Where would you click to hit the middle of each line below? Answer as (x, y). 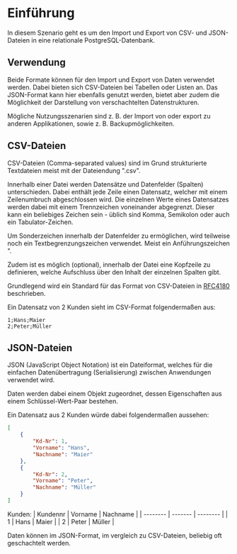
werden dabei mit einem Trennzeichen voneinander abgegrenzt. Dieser (111, 206)
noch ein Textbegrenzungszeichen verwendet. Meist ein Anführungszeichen (118, 243)
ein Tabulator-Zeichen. (40, 222)
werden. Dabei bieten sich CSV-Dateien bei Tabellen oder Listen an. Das (112, 87)
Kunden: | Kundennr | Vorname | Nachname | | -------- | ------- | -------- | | (118, 514)
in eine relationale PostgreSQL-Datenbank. (93, 40)
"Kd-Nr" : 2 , (51, 474)
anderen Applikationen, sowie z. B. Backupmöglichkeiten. (91, 123)
